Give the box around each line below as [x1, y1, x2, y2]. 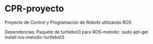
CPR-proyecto [4, 3, 65, 14]
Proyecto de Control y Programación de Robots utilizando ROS [4, 19, 132, 25]
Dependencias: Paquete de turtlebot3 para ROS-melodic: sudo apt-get [4, 29, 149, 35]
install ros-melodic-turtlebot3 [4, 34, 65, 40]
